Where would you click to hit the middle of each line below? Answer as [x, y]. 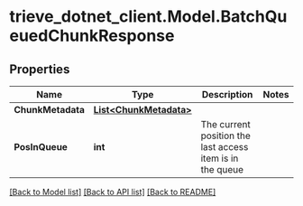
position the [225, 136]
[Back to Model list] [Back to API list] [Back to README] [113, 192]
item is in [220, 158]
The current [225, 124]
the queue [222, 169]
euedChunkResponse [92, 36]
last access [225, 147]
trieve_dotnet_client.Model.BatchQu [148, 17]
